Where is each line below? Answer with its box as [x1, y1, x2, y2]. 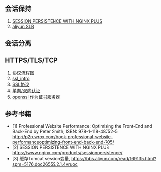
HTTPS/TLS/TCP [5, 56, 58, 64]
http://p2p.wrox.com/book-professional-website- [12, 133, 113, 140]
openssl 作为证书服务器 [12, 94, 60, 100]
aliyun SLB [12, 23, 34, 29]
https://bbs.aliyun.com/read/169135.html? [71, 155, 156, 161]
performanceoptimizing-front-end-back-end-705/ [12, 139, 115, 145]
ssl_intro [12, 76, 30, 82]
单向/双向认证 [12, 88, 41, 94]
